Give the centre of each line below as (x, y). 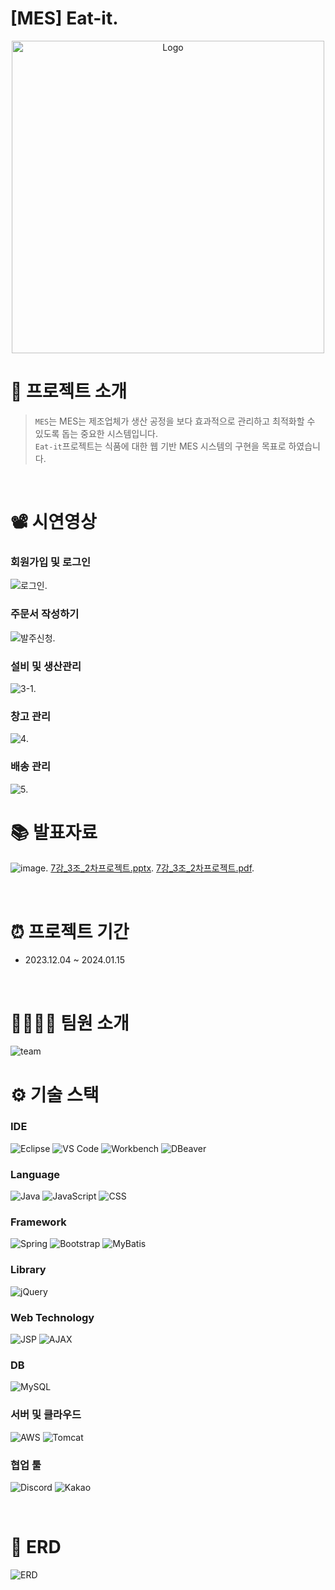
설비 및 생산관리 (46, 666)
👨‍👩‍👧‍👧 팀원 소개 (70, 1023)
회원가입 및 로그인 (51, 562)
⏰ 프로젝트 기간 (70, 931)
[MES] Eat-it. (64, 18)
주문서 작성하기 (45, 614)
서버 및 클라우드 (46, 1415)
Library (28, 1270)
